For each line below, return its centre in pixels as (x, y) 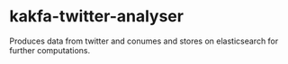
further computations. (50, 50)
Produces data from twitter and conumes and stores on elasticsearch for (144, 41)
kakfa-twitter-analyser (97, 16)
